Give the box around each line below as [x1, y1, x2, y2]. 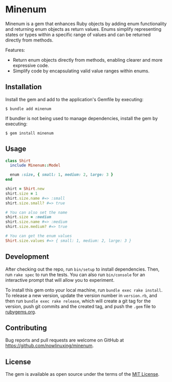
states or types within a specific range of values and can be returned [5, 31, 151, 37]
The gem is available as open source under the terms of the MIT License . [5, 371, 160, 377]
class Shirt [5, 158, 31, 163]
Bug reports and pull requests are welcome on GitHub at [5, 337, 124, 343]
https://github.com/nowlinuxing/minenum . [5, 342, 94, 349]
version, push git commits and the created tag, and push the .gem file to [5, 303, 156, 309]
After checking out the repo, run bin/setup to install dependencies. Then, [5, 266, 160, 272]
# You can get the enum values [5, 234, 72, 239]
